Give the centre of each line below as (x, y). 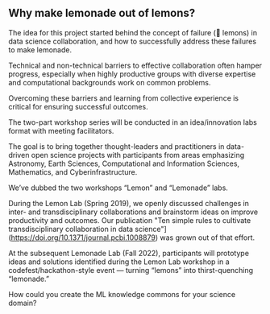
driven (19, 155)
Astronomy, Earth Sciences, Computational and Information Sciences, (124, 163)
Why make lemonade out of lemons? (102, 13)
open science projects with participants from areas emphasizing (138, 155)
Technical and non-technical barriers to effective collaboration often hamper (135, 65)
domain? (23, 303)
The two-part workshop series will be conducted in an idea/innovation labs (133, 122)
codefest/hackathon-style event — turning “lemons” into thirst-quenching (131, 270)
